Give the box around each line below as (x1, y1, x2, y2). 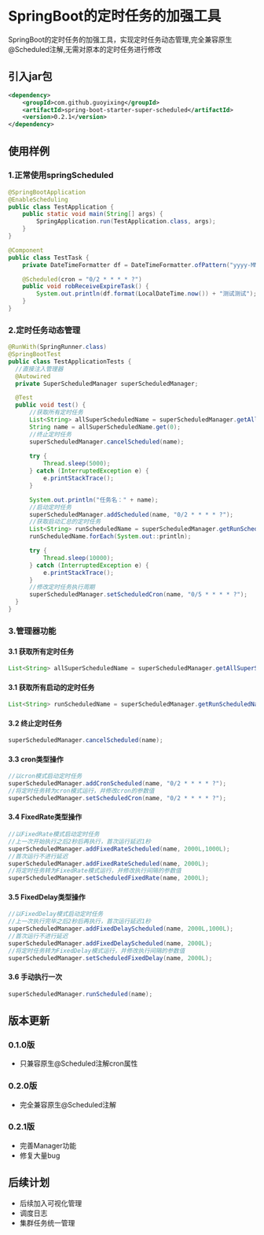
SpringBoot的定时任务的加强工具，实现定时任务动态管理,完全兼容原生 (8, 35, 233, 44)
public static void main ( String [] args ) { (22, 210, 163, 218)
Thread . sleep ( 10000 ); (42, 554, 114, 562)
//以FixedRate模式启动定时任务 (8, 830, 100, 839)
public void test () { (15, 401, 86, 410)
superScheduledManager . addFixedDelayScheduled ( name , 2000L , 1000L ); (8, 925, 234, 933)
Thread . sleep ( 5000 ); (42, 460, 111, 468)
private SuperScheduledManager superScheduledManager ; (15, 380, 199, 388)
